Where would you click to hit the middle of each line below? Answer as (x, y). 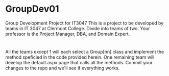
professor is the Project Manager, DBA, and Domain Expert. (68, 34)
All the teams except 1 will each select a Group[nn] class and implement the (85, 52)
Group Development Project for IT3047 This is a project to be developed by (84, 23)
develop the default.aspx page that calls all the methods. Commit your (79, 63)
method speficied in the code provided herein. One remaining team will (80, 57)
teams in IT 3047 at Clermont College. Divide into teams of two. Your (78, 28)
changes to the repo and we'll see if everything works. (63, 68)
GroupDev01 (32, 9)
